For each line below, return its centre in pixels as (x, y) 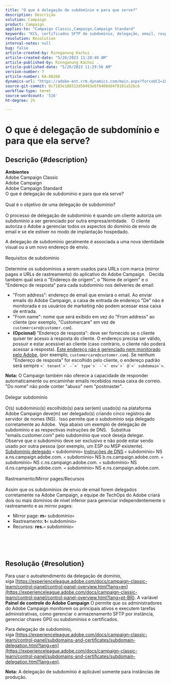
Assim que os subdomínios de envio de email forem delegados (71, 490)
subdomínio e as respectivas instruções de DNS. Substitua (68, 430)
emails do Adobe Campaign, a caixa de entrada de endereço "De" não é (88, 301)
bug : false (17, 48)
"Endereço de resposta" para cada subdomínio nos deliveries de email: (80, 285)
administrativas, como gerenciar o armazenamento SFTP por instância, (80, 614)
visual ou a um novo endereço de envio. (47, 247)
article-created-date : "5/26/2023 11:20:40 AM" (57, 58)
